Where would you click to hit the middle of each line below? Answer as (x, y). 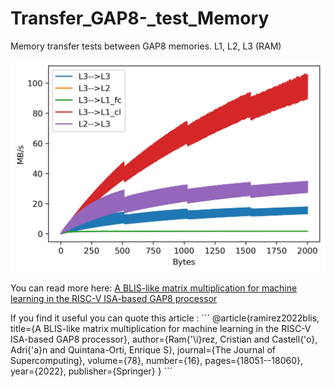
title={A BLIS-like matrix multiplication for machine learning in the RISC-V (161, 329)
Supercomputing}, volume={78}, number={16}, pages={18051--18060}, (157, 361)
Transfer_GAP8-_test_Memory (140, 18)
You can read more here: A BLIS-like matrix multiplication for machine (154, 288)
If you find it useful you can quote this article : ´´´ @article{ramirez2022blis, (165, 318)
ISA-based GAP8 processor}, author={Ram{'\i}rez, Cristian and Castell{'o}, (164, 339)
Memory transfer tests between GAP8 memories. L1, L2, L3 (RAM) (146, 46)
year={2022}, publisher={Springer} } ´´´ (91, 371)
